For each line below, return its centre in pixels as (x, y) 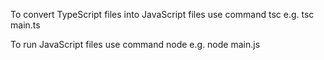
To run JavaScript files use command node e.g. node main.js (135, 44)
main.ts (25, 25)
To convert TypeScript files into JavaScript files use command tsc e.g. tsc (162, 14)
